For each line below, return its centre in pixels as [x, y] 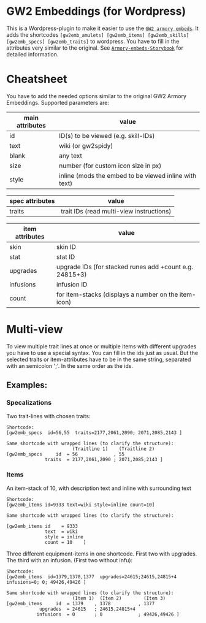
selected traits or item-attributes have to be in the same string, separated [99, 359]
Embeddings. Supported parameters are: [58, 102]
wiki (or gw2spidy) [86, 145]
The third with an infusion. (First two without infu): [70, 560]
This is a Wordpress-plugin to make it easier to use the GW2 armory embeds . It [103, 28]
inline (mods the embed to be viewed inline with [128, 175]
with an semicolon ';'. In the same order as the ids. [70, 365]
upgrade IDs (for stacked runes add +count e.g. [125, 267]
